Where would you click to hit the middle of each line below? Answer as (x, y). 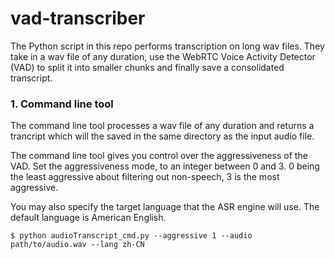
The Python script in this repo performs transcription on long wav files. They (167, 46)
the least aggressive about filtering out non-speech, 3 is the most (145, 177)
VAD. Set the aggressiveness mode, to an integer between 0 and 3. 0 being (165, 166)
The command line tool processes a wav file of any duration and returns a (162, 126)
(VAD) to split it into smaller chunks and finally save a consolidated (147, 67)
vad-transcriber (78, 18)
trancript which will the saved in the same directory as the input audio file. (162, 136)
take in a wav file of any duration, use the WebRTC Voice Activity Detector (163, 56)
